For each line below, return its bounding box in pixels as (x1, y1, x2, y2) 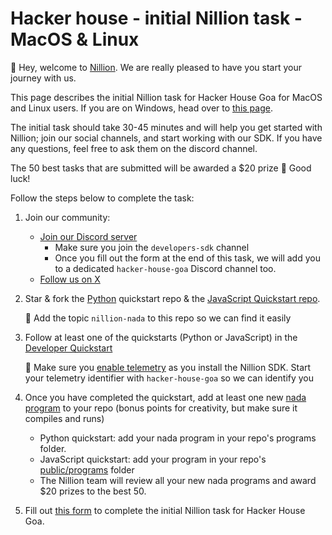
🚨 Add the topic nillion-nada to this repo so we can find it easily (24, 312, 292, 324)
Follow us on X (39, 273, 101, 285)
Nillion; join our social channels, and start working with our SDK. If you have (10, 132, 323, 144)
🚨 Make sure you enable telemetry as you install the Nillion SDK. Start (24, 361, 312, 373)
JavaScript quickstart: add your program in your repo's (39, 453, 267, 465)
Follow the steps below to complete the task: (10, 192, 195, 204)
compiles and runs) (24, 412, 105, 424)
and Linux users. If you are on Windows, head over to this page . (10, 102, 273, 114)
